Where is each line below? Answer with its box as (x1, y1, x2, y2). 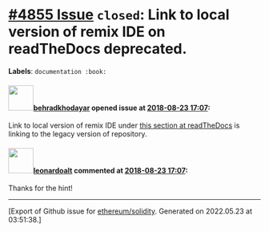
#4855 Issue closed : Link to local (8, 6, 230, 24)
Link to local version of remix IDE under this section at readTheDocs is (8, 120, 240, 130)
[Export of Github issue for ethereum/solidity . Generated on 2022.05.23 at (8, 206, 253, 216)
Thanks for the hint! (8, 183, 74, 193)
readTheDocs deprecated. (8, 40, 187, 58)
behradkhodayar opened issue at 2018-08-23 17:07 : (33, 103, 211, 112)
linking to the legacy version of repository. (8, 129, 147, 139)
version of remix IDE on (8, 22, 166, 41)
